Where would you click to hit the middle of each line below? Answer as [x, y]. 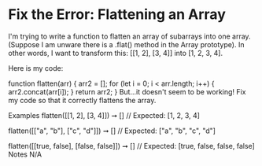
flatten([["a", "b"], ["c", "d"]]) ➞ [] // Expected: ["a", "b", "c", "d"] [112, 131]
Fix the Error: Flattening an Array [117, 15]
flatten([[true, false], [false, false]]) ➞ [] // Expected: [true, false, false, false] [132, 146]
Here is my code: [36, 68]
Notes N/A [25, 154]
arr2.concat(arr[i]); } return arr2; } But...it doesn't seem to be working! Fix [127, 91]
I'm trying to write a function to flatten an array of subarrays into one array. [129, 36]
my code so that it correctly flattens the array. [82, 100]
